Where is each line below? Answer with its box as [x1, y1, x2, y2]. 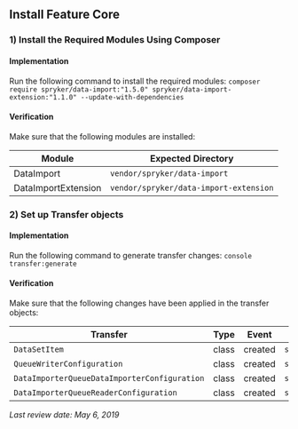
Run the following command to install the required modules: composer [9, 75, 261, 86]
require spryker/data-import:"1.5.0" [9, 84, 149, 94]
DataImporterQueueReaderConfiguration [13, 388, 177, 398]
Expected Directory [149, 152, 234, 164]
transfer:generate [9, 259, 77, 268]
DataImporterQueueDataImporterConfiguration [13, 373, 205, 384]
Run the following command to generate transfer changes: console [9, 250, 253, 260]
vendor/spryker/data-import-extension [109, 182, 274, 193]
